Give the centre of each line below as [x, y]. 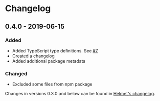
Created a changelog [33, 56]
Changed [16, 73]
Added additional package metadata [49, 61]
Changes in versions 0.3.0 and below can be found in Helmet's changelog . [80, 94]
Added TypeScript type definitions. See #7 [55, 50]
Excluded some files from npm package [52, 84]
